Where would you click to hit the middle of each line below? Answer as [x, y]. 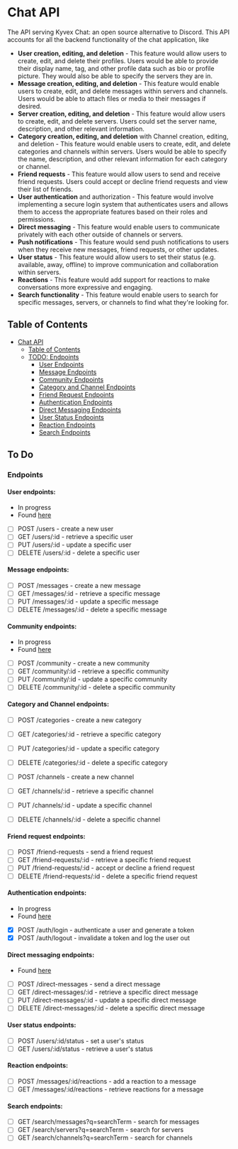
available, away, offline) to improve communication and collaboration [118, 264]
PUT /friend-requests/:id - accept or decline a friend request [106, 868]
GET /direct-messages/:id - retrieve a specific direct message [108, 992]
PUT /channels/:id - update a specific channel [85, 805]
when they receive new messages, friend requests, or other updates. [118, 249]
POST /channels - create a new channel [76, 777]
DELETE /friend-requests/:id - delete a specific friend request [108, 876]
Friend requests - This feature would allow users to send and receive [119, 174]
